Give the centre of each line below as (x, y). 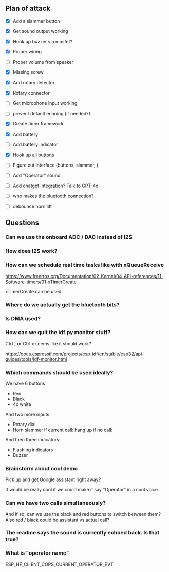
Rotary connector (31, 93)
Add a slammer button (36, 21)
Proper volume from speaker (43, 62)
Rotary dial (24, 424)
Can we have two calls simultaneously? (56, 503)
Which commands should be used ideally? (59, 372)
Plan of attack (28, 8)
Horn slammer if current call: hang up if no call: (63, 430)
